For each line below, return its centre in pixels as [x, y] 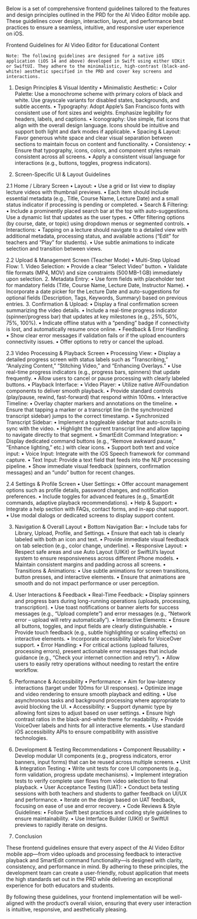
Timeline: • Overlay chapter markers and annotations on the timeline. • [92, 403]
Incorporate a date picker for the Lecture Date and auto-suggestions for [93, 291]
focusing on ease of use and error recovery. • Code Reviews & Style [97, 806]
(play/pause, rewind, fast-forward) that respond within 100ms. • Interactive [97, 397]
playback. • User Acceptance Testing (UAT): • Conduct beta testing [97, 787]
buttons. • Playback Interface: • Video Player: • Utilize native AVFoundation [98, 384]
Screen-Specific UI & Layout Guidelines [62, 174]
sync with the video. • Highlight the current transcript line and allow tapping [98, 428]
